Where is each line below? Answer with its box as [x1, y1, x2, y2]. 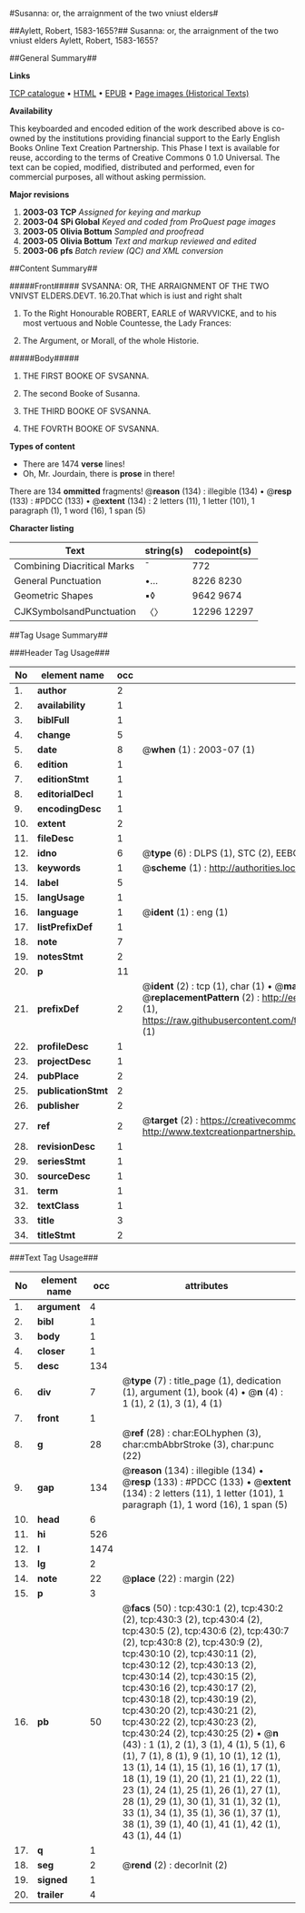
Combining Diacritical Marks [14, 559, 134, 572]
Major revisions [9, 189, 70, 199]
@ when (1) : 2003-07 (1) [142, 743, 256, 756]
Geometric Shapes [14, 589, 93, 601]
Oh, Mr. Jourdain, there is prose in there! [22, 468, 175, 478]
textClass [37, 1200, 80, 1212]
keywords [37, 861, 82, 874]
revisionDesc [37, 1141, 95, 1153]
